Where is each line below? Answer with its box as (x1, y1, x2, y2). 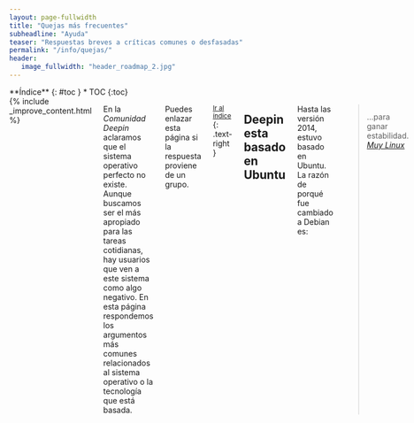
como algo (103, 282, 142, 293)
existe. (103, 179, 127, 189)
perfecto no (103, 169, 146, 180)
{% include (9, 96, 50, 106)
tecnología (103, 386, 142, 396)
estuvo (296, 132, 323, 142)
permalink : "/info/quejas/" (9, 46, 113, 55)
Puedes (165, 104, 193, 114)
